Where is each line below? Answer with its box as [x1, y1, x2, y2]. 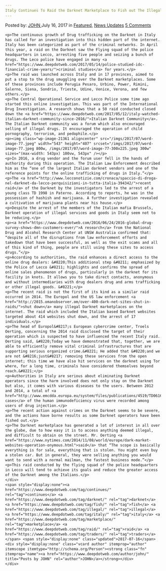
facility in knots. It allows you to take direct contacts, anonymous [5, 274, 154, 279]
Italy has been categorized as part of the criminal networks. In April [5, 42, 158, 47]
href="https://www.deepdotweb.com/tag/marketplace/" [5, 517, 116, 522]
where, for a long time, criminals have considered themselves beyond [5, 363, 154, 368]
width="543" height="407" [38, 141, 92, 146]
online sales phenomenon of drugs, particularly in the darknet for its [5, 269, 158, 274]
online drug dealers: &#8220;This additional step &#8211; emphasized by [5, 260, 161, 264]
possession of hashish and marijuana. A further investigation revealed [5, 195, 158, 200]
